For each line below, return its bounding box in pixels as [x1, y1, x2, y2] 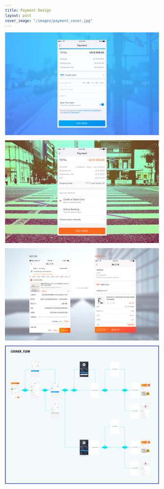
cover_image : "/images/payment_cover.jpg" [5, 18, 93, 23]
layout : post [5, 13, 32, 18]
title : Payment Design [5, 8, 51, 13]
